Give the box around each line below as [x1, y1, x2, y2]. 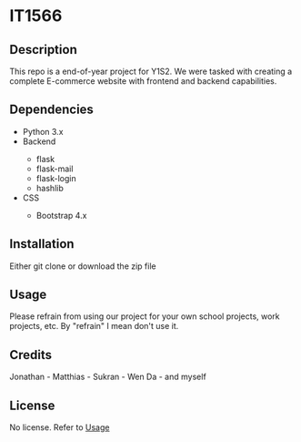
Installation [9, 236, 75, 252]
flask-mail [35, 163, 74, 174]
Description [9, 42, 77, 57]
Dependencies [9, 102, 94, 118]
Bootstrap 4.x [35, 210, 87, 221]
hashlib [35, 182, 64, 193]
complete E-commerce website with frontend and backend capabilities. [9, 76, 277, 87]
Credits [9, 347, 53, 363]
